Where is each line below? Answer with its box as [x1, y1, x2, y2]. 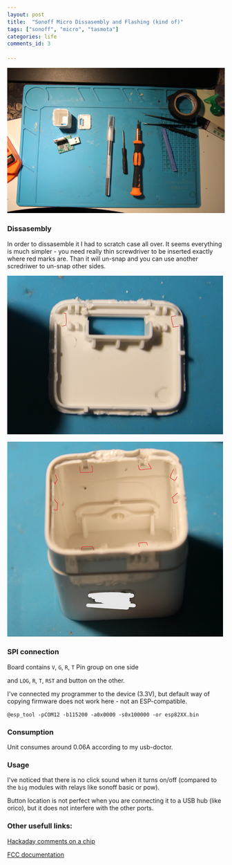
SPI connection [7, 647, 59, 657]
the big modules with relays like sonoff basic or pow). [7, 783, 160, 792]
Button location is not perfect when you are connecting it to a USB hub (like [7, 797, 222, 805]
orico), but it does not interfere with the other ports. [7, 804, 154, 812]
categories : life [7, 33, 57, 40]
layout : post [7, 11, 45, 18]
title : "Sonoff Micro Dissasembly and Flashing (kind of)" [7, 18, 184, 26]
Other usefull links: [7, 821, 72, 831]
